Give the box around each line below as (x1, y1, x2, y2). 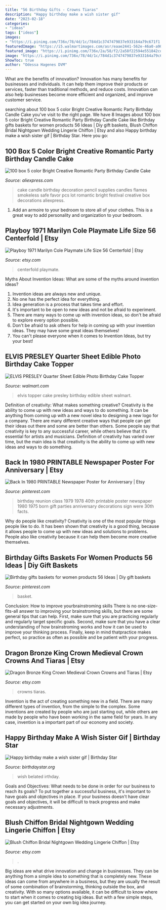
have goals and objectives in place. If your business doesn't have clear (5, 793, 150, 799)
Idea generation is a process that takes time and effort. (12, 301, 124, 307)
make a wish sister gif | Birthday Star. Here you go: (5, 133, 109, 139)
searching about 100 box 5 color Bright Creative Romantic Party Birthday (5, 107, 153, 113)
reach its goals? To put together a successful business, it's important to (5, 788, 151, 794)
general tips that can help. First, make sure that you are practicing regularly (5, 613, 159, 620)
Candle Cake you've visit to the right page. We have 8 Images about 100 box (5, 112, 161, 118)
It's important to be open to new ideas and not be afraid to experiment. (12, 307, 157, 313)
